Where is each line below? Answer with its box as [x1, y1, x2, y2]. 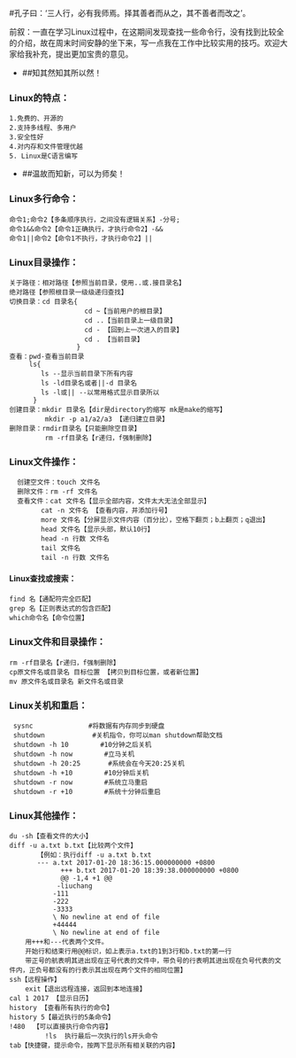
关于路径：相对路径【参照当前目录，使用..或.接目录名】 [9, 278, 186, 287]
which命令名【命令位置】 [9, 614, 88, 623]
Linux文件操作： [9, 455, 80, 468]
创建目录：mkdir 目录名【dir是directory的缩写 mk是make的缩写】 [9, 405, 227, 414]
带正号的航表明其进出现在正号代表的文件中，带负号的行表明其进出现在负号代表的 [25, 956, 276, 966]
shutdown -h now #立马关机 [12, 750, 135, 758]
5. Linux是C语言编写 [9, 152, 78, 161]
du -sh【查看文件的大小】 [9, 832, 93, 841]
